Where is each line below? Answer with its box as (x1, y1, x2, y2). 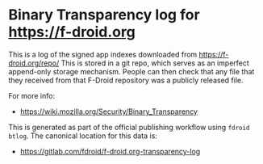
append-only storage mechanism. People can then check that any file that (8, 66, 255, 76)
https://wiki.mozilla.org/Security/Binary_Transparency (19, 107, 198, 116)
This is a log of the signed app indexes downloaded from (8, 49, 198, 59)
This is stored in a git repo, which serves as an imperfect (61, 58, 250, 68)
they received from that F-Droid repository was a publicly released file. (8, 75, 244, 85)
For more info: (8, 90, 55, 100)
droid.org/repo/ (8, 58, 60, 68)
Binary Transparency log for (8, 6, 200, 24)
